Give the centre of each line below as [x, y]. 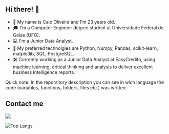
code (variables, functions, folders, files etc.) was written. [66, 87]
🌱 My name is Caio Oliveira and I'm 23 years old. [64, 22]
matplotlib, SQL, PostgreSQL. [43, 53]
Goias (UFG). [26, 35]
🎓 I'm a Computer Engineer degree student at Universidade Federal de [88, 27]
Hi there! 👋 [23, 9]
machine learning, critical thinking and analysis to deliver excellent [83, 67]
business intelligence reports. [44, 72]
